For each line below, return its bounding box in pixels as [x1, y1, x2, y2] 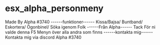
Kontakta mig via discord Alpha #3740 [5, 34, 82, 40]
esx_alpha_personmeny [5, 3, 104, 14]
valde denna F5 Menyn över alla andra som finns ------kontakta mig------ [5, 29, 153, 35]
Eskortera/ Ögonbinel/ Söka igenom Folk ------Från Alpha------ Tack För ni [5, 24, 156, 30]
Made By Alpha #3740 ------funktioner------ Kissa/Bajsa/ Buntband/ [5, 19, 143, 25]
